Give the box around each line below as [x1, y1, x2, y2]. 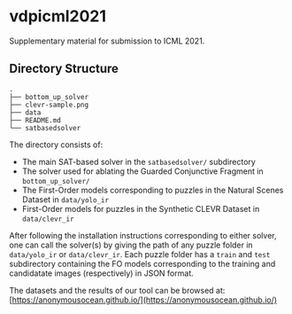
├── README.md [9, 115, 62, 125]
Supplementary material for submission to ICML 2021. [9, 35, 205, 46]
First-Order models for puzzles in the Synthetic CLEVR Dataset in [21, 203, 260, 214]
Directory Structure [9, 61, 119, 76]
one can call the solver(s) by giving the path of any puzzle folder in [9, 239, 254, 250]
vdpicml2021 [9, 6, 107, 27]
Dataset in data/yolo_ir [21, 193, 109, 205]
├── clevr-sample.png [9, 100, 89, 109]
